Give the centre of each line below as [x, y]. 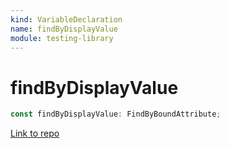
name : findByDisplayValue [64, 29]
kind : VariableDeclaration [66, 19]
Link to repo [35, 133]
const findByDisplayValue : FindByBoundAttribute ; [116, 114]
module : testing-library [62, 38]
